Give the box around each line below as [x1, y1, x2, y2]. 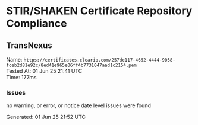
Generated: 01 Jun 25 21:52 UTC [6, 114, 86, 121]
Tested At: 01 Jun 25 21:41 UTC [6, 68, 83, 75]
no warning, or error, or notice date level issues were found [6, 102, 152, 109]
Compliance [6, 17, 67, 30]
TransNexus [6, 40, 52, 50]
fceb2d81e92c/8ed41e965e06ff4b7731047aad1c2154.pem [6, 62, 137, 68]
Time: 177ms [6, 74, 37, 81]
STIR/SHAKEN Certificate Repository [6, 4, 193, 18]
